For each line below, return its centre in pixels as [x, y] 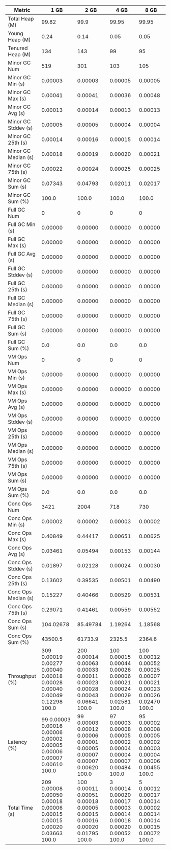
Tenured [18, 48]
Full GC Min [22, 224]
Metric [22, 10]
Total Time [20, 808]
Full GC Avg [22, 254]
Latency [17, 742]
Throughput [22, 676]
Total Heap [21, 19]
